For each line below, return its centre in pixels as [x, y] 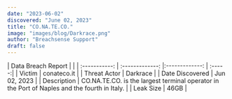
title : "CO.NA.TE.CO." [40, 26]
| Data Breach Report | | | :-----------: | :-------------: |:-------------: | [108, 66]
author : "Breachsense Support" [53, 40]
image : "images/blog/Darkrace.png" [59, 33]
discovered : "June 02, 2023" [50, 20]
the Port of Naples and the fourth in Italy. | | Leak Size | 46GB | [97, 88]
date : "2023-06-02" [36, 14]
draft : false [26, 46]
